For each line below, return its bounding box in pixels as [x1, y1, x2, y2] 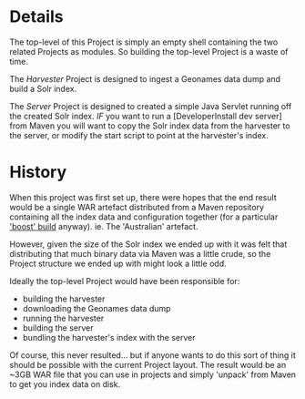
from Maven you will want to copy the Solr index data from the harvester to [9, 120, 290, 131]
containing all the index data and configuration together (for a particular [9, 211, 279, 222]
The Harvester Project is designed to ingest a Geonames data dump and [9, 73, 280, 84]
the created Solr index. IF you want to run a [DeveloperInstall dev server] [9, 110, 282, 121]
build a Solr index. [9, 83, 77, 94]
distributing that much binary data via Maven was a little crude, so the [9, 248, 271, 259]
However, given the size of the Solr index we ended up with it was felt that [9, 239, 288, 250]
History [9, 162, 67, 183]
